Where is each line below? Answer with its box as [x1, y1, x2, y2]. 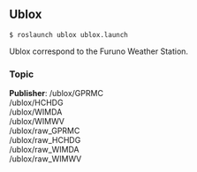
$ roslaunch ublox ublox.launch [9, 30, 128, 39]
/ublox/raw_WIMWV [9, 153, 82, 164]
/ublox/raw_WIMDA [9, 145, 80, 155]
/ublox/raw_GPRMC [9, 125, 80, 136]
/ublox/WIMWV [9, 116, 64, 127]
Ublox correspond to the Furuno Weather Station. [9, 46, 188, 56]
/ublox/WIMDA [9, 107, 63, 117]
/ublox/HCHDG [9, 97, 64, 108]
